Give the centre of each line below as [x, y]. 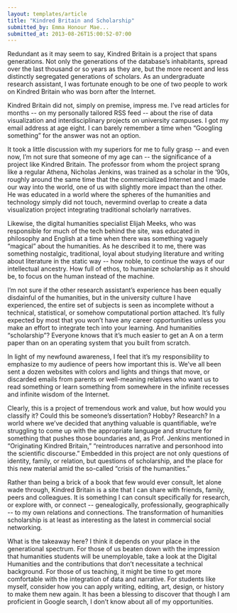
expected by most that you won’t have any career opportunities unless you [116, 320]
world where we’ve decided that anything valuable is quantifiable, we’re [112, 423]
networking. [25, 528]
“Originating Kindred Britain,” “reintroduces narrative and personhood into [115, 446]
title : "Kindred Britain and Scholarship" [71, 21]
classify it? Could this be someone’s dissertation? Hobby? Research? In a [114, 416]
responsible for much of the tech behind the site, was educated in [104, 231]
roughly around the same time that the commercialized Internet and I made [116, 180]
